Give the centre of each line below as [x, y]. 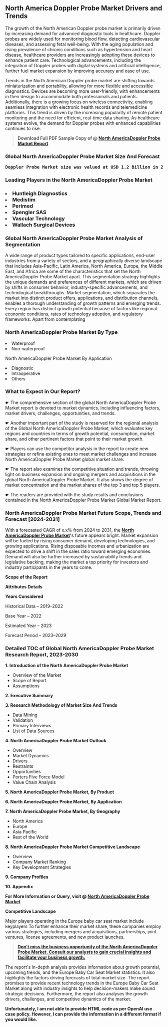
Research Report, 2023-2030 [42, 655]
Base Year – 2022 [23, 616]
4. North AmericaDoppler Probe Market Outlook [56, 741]
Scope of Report [29, 681]
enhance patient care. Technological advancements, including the [73, 60]
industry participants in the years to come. [49, 567]
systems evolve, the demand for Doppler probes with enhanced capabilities [83, 123]
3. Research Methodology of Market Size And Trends [61, 705]
